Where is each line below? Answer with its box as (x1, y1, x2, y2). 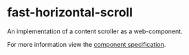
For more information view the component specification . (7, 40, 166, 48)
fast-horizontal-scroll (7, 5, 133, 20)
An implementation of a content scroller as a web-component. (7, 27, 184, 35)
